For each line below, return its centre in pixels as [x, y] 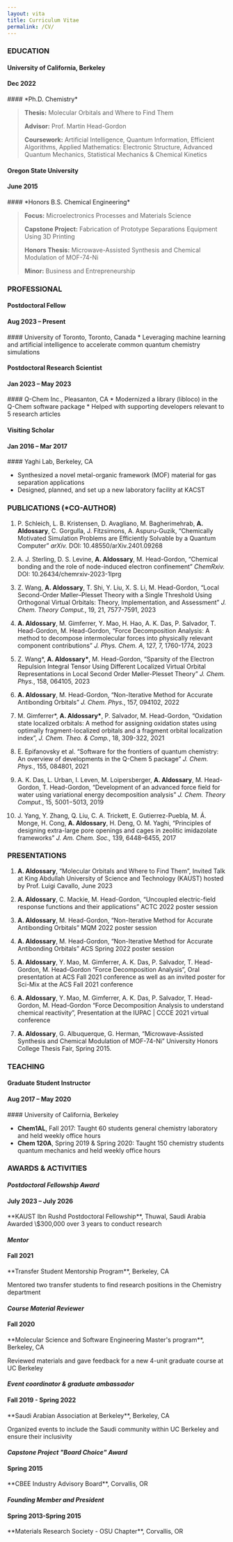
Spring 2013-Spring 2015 [44, 1515]
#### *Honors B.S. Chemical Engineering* [69, 202]
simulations [24, 352]
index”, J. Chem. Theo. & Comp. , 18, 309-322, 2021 [91, 738]
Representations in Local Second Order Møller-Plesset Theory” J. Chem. [121, 673]
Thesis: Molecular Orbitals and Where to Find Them [99, 113]
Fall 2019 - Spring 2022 [42, 1400]
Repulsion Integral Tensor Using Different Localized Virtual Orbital [112, 666]
